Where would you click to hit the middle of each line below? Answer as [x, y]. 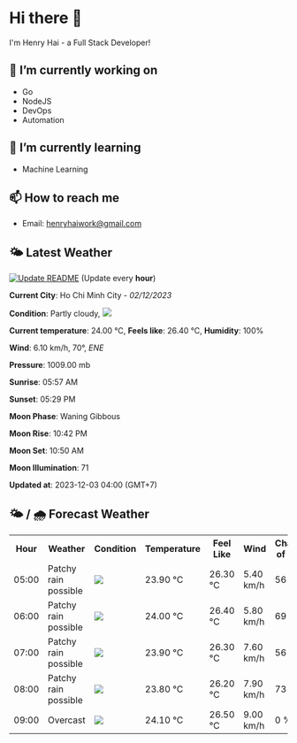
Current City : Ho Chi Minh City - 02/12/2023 [91, 295]
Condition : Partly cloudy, [55, 314]
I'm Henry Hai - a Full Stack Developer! [80, 42]
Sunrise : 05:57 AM [43, 382]
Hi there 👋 [46, 18]
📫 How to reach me [65, 198]
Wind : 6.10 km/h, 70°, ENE [57, 348]
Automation [43, 119]
